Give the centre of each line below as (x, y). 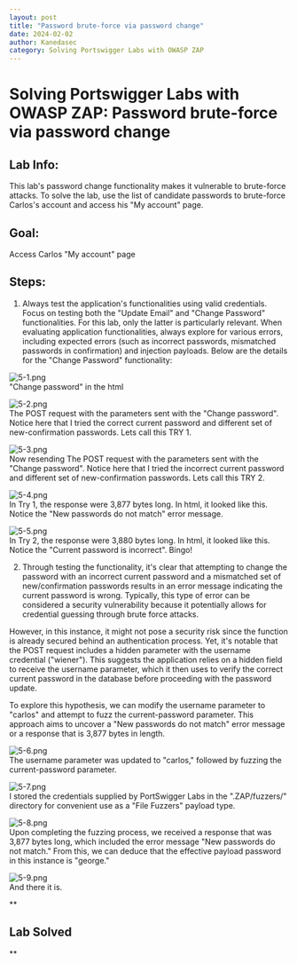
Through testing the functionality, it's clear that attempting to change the (155, 567)
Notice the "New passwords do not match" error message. (116, 513)
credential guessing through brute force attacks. (110, 614)
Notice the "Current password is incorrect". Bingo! (101, 549)
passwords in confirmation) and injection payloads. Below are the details (155, 351)
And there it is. (36, 887)
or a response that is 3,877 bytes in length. (87, 733)
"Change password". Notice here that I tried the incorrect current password (147, 468)
